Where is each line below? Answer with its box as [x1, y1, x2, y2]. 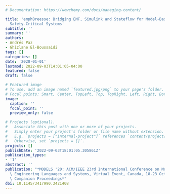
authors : [5, 35, 24, 41]
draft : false [5, 73, 33, 79]
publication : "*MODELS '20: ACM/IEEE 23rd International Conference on [5, 167, 159, 172]
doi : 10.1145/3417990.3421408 [5, 181, 69, 186]
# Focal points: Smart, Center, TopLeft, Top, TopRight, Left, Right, [5, 92, 157, 97]
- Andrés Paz [5, 40, 33, 46]
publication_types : [5, 152, 47, 158]
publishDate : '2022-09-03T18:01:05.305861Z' [5, 148, 101, 153]
